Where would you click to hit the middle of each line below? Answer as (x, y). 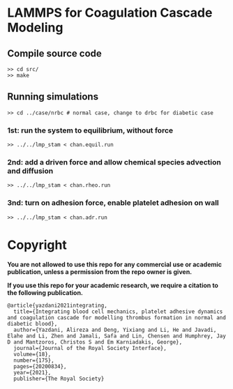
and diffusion (30, 171)
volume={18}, (32, 354)
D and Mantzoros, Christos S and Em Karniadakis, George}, (95, 342)
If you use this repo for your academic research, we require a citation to (113, 285)
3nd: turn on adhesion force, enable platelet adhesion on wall (113, 203)
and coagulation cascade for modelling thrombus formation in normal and (117, 318)
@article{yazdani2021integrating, (58, 305)
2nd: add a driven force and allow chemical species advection (114, 162)
